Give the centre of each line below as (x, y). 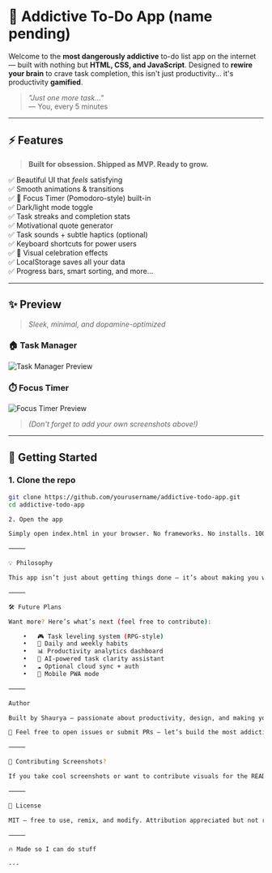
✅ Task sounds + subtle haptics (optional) (78, 234)
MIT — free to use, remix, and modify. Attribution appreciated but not (134, 820)
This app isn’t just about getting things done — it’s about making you (134, 578)
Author (19, 703)
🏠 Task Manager (43, 345)
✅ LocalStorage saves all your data (67, 262)
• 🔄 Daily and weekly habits (76, 644)
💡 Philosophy (31, 563)
